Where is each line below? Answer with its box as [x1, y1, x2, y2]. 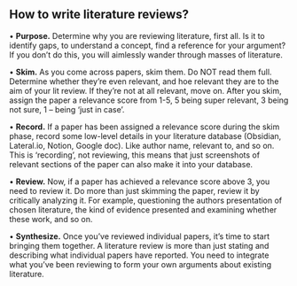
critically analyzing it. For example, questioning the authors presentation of [9, 195, 283, 205]
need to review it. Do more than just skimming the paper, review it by [9, 185, 260, 196]
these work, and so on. [9, 213, 93, 224]
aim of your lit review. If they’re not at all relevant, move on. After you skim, [9, 85, 282, 96]
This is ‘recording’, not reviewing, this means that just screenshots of [9, 150, 260, 160]
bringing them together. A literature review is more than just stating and [9, 240, 270, 251]
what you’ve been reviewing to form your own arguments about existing [9, 259, 272, 269]
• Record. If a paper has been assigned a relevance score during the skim [9, 121, 280, 132]
